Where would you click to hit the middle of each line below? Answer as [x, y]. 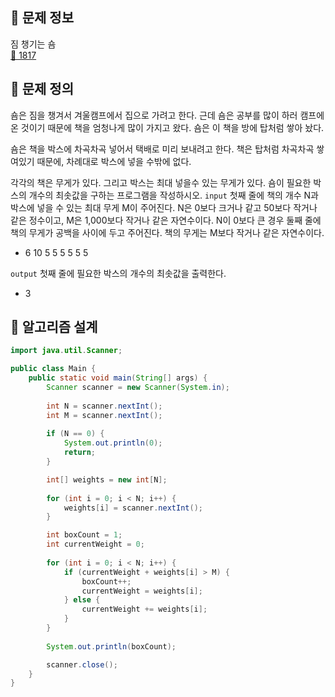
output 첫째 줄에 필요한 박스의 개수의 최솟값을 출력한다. [118, 273]
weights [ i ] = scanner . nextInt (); [133, 508]
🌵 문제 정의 [42, 89]
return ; [80, 453]
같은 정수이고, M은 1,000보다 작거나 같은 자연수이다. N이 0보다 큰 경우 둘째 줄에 [166, 220]
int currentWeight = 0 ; [95, 544]
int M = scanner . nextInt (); [104, 415]
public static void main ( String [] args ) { [118, 378]
